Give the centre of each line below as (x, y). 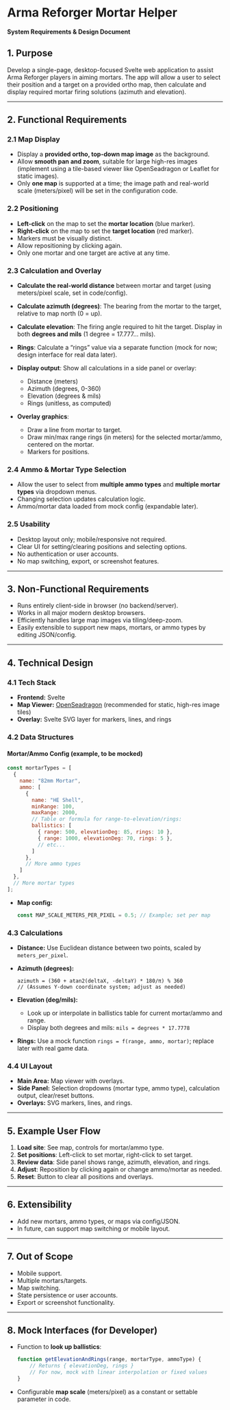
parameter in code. (44, 1399)
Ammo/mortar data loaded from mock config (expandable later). (107, 506)
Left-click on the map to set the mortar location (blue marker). (106, 223)
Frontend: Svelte (41, 697)
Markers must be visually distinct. (64, 238)
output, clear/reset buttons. (55, 1096)
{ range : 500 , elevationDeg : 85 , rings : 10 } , (105, 832)
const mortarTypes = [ (39, 768)
